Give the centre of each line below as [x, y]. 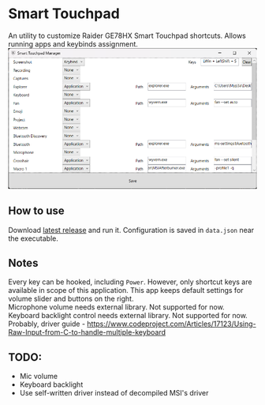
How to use [36, 211]
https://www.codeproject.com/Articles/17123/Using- [171, 324]
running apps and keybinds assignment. [73, 43]
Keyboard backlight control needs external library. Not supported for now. [128, 316]
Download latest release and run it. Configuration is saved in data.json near [131, 230]
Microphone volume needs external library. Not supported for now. [116, 307]
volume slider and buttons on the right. [71, 299]
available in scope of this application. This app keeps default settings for [126, 291]
